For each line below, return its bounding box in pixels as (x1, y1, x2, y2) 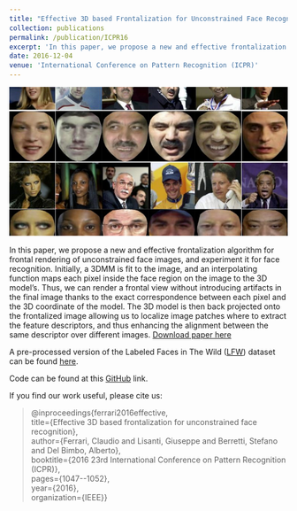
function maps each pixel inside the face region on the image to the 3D (9, 273, 268, 283)
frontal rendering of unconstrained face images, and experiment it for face (9, 253, 280, 265)
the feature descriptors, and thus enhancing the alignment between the (9, 320, 269, 330)
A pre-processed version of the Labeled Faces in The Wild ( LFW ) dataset (9, 346, 276, 357)
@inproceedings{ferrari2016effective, (30, 407, 169, 418)
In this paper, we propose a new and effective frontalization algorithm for (9, 244, 275, 255)
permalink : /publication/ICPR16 (9, 33, 128, 42)
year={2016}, (30, 483, 80, 493)
